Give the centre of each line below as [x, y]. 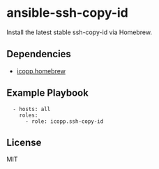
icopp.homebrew [41, 71]
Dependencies [39, 54]
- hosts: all [32, 109]
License [24, 142]
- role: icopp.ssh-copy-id [64, 121]
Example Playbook [47, 93]
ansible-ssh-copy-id [67, 13]
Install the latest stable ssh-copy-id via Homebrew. [79, 32]
